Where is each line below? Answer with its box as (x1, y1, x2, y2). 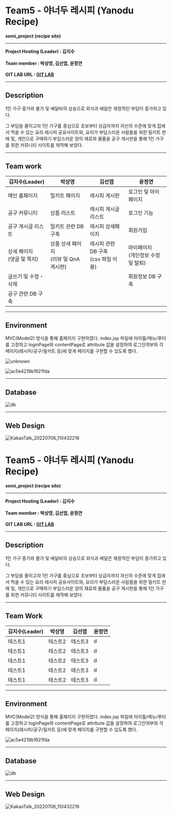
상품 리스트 (50, 209, 76, 216)
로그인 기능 (128, 209, 154, 216)
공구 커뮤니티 (8, 209, 38, 216)
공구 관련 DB (8, 290, 37, 297)
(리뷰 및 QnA (50, 255, 80, 262)
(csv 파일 (90, 255, 112, 262)
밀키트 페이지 (50, 192, 80, 199)
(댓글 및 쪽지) (8, 255, 38, 262)
